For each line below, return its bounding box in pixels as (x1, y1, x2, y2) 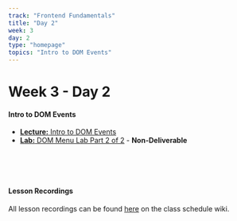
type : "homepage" (8, 41, 66, 49)
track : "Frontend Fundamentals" (8, 11, 115, 20)
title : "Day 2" (8, 19, 59, 27)
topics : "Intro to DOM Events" (8, 48, 112, 56)
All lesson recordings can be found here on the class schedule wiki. (8, 204, 230, 213)
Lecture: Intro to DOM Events (19, 127, 117, 137)
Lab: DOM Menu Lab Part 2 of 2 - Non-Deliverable (19, 136, 188, 145)
